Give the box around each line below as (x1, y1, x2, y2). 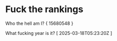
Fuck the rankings (5, 4, 84, 15)
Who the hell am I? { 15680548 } (5, 20, 73, 26)
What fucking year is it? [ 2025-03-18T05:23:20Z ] (5, 30, 112, 36)
